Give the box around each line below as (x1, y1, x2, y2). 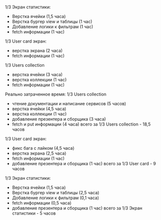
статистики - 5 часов (12, 210, 56, 216)
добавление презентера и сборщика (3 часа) (12, 116, 106, 122)
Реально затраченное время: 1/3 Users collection (5, 92, 107, 97)
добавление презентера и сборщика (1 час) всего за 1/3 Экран (12, 205, 143, 211)
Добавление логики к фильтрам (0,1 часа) (12, 195, 99, 201)
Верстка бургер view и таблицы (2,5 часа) (12, 190, 99, 195)
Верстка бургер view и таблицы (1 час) (12, 19, 93, 24)
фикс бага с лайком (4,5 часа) (12, 145, 75, 151)
